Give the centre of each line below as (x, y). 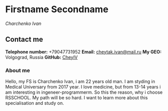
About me (18, 70)
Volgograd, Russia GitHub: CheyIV (41, 57)
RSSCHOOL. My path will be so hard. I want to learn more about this (77, 98)
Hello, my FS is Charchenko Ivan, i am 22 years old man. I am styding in (80, 81)
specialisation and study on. (35, 103)
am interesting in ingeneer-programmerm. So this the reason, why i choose (84, 92)
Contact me (24, 39)
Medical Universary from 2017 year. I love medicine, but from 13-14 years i (83, 87)
